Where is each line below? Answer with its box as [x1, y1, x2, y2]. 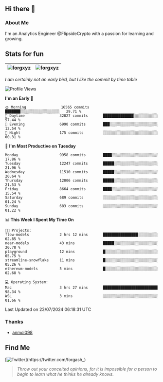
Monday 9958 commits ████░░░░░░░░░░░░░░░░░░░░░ [5, 152, 158, 157]
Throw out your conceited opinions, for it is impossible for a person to [17, 366, 157, 372]
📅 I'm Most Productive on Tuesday [5, 143, 76, 149]
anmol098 [12, 329, 33, 335]
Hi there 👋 [5, 5, 36, 13]
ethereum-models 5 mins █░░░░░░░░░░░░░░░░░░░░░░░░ [5, 266, 158, 271]
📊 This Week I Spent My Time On [5, 217, 74, 222]
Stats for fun [5, 50, 44, 58]
